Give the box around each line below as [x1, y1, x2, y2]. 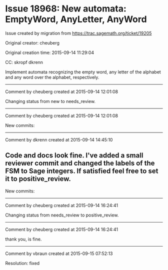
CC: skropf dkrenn [5, 59, 43, 65]
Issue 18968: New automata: [5, 3, 126, 14]
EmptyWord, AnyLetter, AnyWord [5, 13, 147, 25]
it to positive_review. [5, 174, 71, 183]
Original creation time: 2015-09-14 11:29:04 [5, 49, 94, 55]
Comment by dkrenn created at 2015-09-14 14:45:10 [5, 136, 113, 142]
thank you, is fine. [5, 236, 42, 242]
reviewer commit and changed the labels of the [5, 159, 155, 167]
